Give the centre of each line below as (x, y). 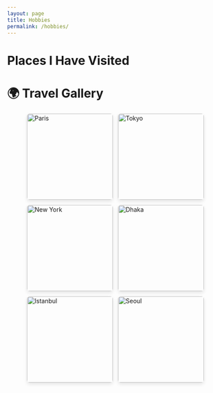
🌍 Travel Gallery (55, 93)
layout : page (26, 13)
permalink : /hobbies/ (38, 26)
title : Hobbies (29, 20)
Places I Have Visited (68, 60)
